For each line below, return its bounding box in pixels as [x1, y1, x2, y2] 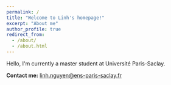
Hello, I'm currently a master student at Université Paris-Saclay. [6, 59, 166, 67]
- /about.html [12, 43, 47, 50]
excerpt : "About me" [6, 20, 59, 26]
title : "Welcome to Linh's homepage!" [6, 15, 105, 21]
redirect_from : [6, 32, 45, 38]
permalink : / [6, 9, 40, 15]
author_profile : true [6, 26, 61, 32]
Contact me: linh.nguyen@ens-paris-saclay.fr [6, 72, 122, 79]
